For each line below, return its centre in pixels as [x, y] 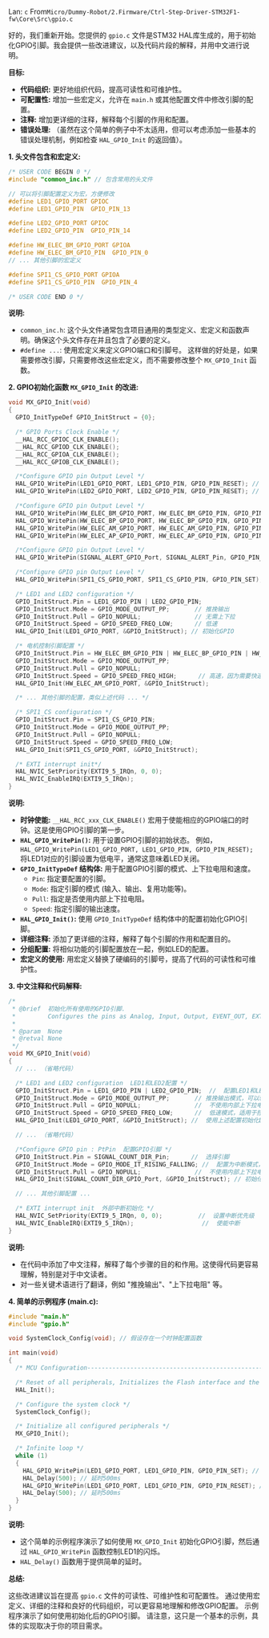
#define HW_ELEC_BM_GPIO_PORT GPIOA [69, 245]
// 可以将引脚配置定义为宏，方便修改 [61, 194]
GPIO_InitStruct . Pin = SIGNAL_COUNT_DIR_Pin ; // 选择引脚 [122, 1157]
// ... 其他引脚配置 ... [53, 1194]
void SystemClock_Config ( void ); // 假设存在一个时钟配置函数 [105, 1338]
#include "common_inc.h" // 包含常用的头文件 [81, 179]
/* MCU [26, 1368]
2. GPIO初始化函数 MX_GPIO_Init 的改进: [73, 387]
